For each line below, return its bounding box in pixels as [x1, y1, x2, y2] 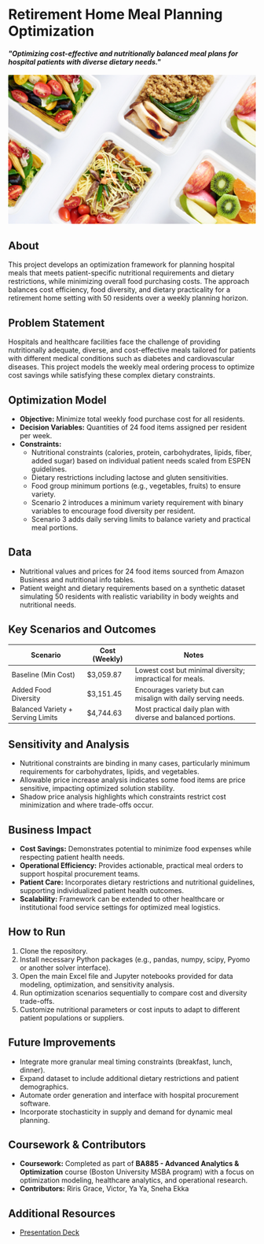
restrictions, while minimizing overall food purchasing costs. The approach [8, 277, 250, 286]
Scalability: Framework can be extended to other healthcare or [19, 895, 225, 904]
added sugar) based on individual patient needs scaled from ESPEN [31, 456, 251, 466]
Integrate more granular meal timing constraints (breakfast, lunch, [19, 1057, 233, 1066]
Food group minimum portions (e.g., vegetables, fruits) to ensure [31, 482, 241, 491]
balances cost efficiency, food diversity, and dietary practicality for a [8, 285, 230, 294]
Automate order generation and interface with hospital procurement [19, 1090, 240, 1099]
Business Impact [8, 823, 92, 836]
